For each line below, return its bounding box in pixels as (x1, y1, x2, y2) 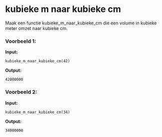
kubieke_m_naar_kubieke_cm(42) (5, 59, 70, 64)
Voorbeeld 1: (5, 37, 36, 44)
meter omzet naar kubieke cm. (5, 25, 68, 31)
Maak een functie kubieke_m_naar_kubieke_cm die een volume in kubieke (5, 20, 157, 26)
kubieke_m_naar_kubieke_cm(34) (5, 110, 70, 115)
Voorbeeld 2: (5, 89, 37, 96)
